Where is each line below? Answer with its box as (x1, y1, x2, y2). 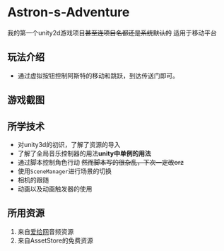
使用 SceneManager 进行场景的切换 (17, 167, 112, 175)
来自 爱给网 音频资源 (17, 227, 74, 235)
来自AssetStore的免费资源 (17, 236, 93, 245)
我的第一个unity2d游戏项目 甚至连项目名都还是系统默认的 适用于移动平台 (7, 28, 217, 37)
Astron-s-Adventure (7, 4, 130, 21)
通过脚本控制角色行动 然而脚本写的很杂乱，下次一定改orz (17, 158, 184, 166)
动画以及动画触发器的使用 (17, 185, 93, 193)
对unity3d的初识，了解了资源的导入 (17, 140, 121, 148)
